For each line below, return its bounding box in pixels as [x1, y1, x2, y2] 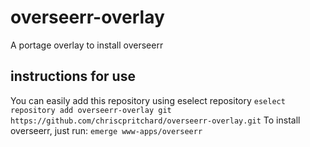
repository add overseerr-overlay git [10, 105, 172, 115]
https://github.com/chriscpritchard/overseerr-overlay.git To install [10, 114, 301, 126]
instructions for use [10, 68, 136, 85]
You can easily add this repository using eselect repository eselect [10, 94, 286, 106]
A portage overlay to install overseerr [10, 39, 164, 51]
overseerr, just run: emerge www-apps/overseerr [10, 124, 203, 136]
